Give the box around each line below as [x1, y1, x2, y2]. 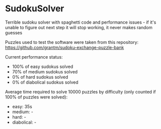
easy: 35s [12, 103, 32, 109]
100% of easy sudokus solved [12, 64, 74, 69]
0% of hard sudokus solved [12, 74, 69, 80]
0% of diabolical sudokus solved [12, 79, 79, 85]
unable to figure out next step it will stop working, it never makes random [5, 24, 153, 30]
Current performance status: [5, 54, 63, 60]
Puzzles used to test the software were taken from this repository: [5, 39, 139, 45]
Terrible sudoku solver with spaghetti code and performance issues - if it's [5, 19, 156, 25]
